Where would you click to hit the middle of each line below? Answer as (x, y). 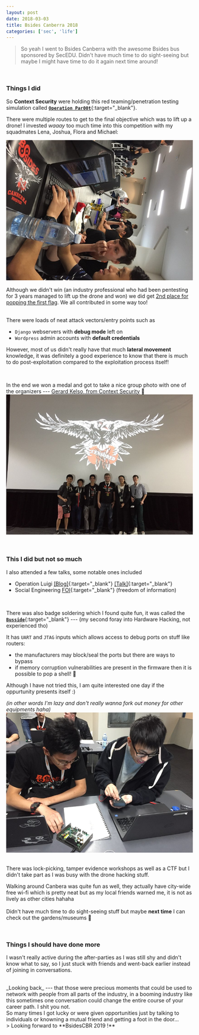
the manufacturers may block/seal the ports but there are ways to (95, 655)
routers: (16, 643)
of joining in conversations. (39, 970)
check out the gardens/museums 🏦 (49, 918)
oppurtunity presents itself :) (41, 692)
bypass (24, 661)
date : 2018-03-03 (28, 19)
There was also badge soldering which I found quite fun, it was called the (96, 613)
